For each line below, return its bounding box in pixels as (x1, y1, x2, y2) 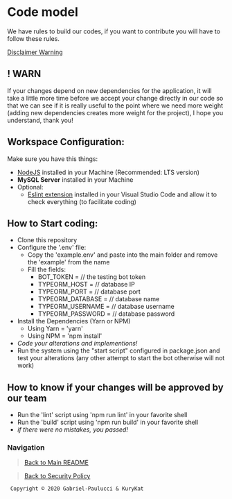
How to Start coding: (7, 217, 98, 229)
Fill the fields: (27, 265, 66, 274)
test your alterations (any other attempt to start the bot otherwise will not (17, 354, 225, 362)
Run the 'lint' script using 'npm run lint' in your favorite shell (17, 411, 188, 419)
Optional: (17, 183, 44, 191)
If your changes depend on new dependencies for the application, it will (7, 86, 213, 94)
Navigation (7, 443, 45, 453)
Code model (7, 4, 78, 20)
